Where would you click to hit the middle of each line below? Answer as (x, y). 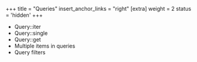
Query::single (31, 33)
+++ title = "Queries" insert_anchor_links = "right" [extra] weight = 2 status (98, 9)
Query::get (28, 39)
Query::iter (28, 27)
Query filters (30, 52)
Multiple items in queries (45, 46)
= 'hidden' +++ (24, 15)
